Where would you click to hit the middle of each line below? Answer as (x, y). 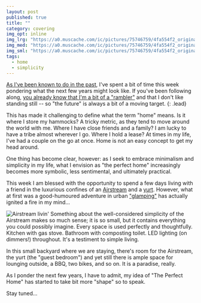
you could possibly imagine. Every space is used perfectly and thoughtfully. (100, 227)
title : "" (19, 23)
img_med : (17, 46)
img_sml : (17, 51)
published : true (26, 17)
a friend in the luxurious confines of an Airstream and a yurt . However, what (100, 190)
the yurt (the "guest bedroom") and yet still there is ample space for (90, 257)
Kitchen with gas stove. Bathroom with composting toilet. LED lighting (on (97, 233)
